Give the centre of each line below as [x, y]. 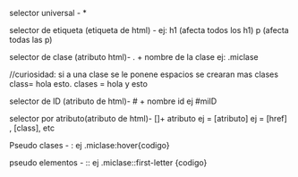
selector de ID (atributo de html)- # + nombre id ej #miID [113, 101]
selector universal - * [48, 13]
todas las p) [31, 40]
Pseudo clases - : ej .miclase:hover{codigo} [89, 145]
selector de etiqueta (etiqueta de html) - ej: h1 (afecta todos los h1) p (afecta [149, 30]
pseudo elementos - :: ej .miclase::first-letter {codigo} [108, 163]
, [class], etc [32, 128]
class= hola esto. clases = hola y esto [78, 84]
